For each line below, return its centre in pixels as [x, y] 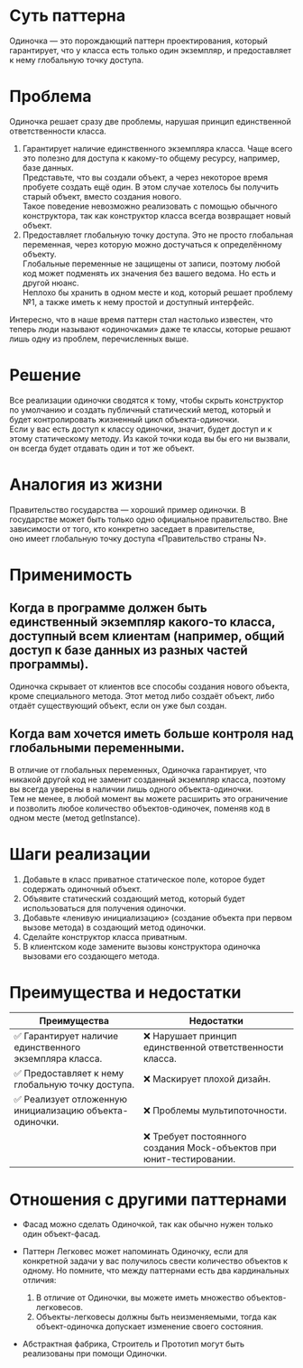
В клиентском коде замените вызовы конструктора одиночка [142, 946]
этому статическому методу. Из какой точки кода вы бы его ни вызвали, [150, 438]
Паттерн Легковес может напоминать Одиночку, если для [135, 1252]
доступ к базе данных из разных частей [129, 651]
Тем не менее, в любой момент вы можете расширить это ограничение [149, 798]
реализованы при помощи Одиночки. [95, 1354]
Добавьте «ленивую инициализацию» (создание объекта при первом [157, 917]
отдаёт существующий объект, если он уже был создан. [118, 705]
